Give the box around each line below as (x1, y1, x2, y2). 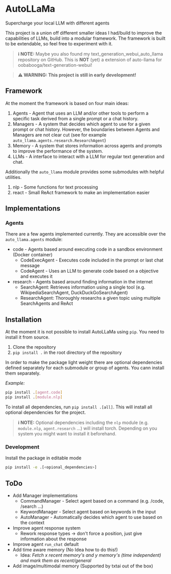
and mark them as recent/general (20, 557, 92, 563)
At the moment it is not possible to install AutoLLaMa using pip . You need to (5, 329, 165, 335)
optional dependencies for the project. (5, 409, 86, 415)
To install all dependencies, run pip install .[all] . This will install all (5, 404, 152, 410)
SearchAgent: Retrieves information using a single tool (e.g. (20, 284, 145, 291)
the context (20, 519, 45, 526)
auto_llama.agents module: (5, 237, 63, 243)
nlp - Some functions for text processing (12, 184, 99, 190)
